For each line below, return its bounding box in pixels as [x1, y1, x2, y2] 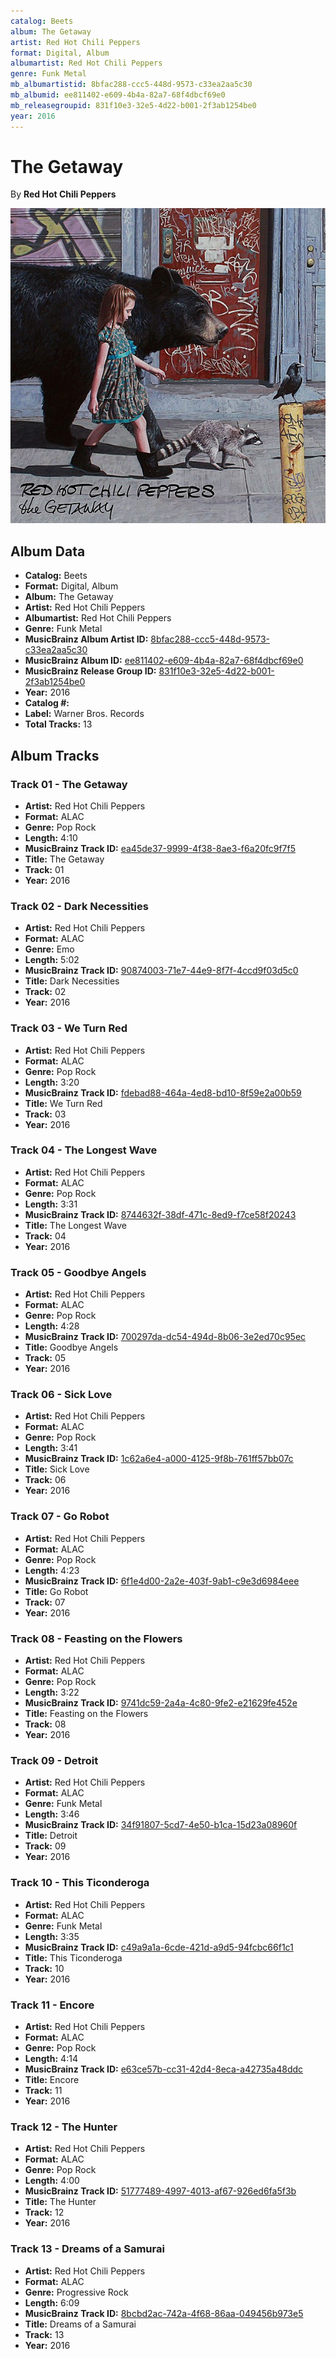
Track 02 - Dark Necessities [10, 899, 149, 913]
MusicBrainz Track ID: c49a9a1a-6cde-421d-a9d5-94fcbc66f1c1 [24, 1941, 294, 1953]
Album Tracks [10, 747, 100, 764]
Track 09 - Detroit [10, 1753, 99, 1767]
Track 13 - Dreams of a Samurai [10, 2242, 165, 2256]
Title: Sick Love [24, 1463, 90, 1475]
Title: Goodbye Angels [24, 1341, 119, 1354]
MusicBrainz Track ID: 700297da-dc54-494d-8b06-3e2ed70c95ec [24, 1331, 307, 1343]
